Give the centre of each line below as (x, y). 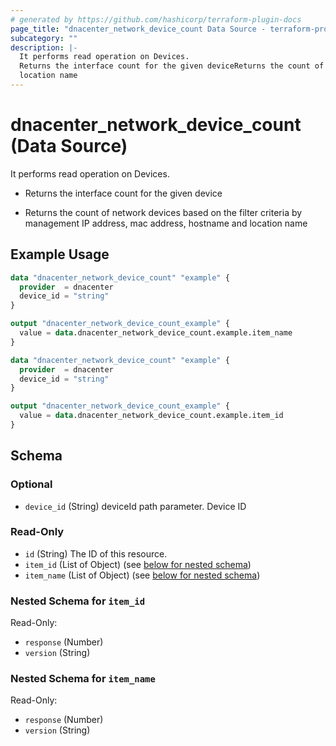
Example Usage (60, 254)
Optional (31, 484)
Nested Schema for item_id (78, 601)
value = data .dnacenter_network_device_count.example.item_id (151, 416)
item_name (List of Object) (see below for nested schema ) (142, 575)
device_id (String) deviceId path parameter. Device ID (135, 506)
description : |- (44, 47)
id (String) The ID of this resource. (96, 553)
